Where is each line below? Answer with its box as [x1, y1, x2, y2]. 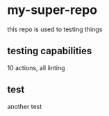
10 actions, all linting [7, 63, 65, 72]
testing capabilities [7, 45, 92, 57]
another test [7, 102, 42, 110]
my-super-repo [7, 2, 98, 18]
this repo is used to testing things [7, 25, 103, 33]
